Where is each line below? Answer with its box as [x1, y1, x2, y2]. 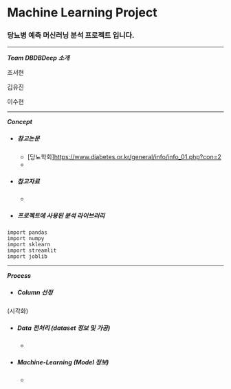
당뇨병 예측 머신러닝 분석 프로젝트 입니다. [7, 31, 135, 40]
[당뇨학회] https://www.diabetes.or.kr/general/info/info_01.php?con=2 [27, 153, 221, 161]
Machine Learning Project [7, 5, 158, 21]
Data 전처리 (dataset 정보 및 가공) [16, 324, 111, 332]
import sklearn [7, 241, 51, 248]
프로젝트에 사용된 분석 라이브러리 [16, 211, 105, 220]
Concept [7, 118, 33, 126]
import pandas [7, 229, 48, 236]
